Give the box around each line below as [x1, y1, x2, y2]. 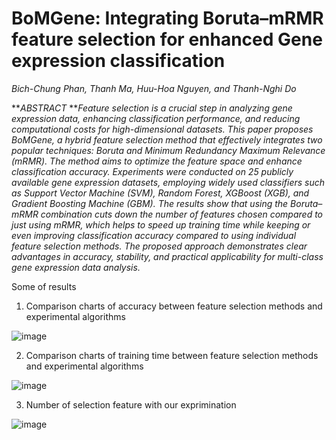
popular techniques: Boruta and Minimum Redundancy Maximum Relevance [11, 144, 326, 156]
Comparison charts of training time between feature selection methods [25, 349, 319, 361]
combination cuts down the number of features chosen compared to [40, 208, 324, 220]
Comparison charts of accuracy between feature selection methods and [25, 300, 323, 312]
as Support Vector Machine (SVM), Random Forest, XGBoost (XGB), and [11, 187, 310, 199]
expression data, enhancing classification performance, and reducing [11, 112, 301, 124]
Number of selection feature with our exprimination [25, 398, 237, 411]
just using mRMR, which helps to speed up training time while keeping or [11, 218, 311, 231]
